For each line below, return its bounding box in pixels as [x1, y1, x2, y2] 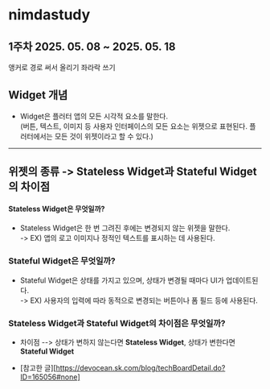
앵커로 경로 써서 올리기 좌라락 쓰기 [8, 63, 116, 72]
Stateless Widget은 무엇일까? [8, 204, 105, 213]
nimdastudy [8, 6, 91, 24]
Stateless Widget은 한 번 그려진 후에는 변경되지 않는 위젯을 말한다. [19, 223, 231, 233]
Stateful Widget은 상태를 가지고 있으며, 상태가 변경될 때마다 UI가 [19, 275, 225, 285]
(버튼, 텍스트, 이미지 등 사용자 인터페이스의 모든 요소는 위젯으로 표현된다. [19, 121, 247, 130]
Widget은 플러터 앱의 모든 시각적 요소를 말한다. [19, 111, 169, 121]
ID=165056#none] [19, 372, 80, 382]
